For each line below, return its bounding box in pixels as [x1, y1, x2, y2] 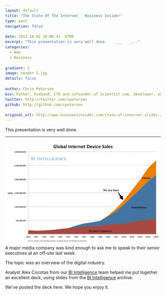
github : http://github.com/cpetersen [5, 102, 83, 107]
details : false [5, 76, 37, 81]
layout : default [5, 8, 39, 13]
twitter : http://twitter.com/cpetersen [5, 97, 87, 102]
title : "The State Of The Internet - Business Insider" [5, 13, 123, 18]
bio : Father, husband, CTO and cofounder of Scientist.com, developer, [5, 92, 156, 97]
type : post [5, 18, 28, 23]
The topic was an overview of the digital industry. [5, 259, 106, 265]
